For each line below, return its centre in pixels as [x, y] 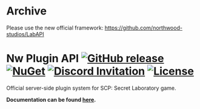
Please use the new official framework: [55, 28]
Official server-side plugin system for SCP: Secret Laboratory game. [92, 88]
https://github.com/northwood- [144, 28]
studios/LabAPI [25, 34]
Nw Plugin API [43, 59]
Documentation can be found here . [51, 99]
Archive [27, 11]
